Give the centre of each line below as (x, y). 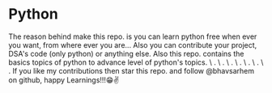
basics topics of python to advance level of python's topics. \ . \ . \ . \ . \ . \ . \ (136, 62)
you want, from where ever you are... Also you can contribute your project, (133, 44)
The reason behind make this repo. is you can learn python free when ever (133, 36)
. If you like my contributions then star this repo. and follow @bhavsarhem (132, 70)
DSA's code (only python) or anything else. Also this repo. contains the (126, 53)
